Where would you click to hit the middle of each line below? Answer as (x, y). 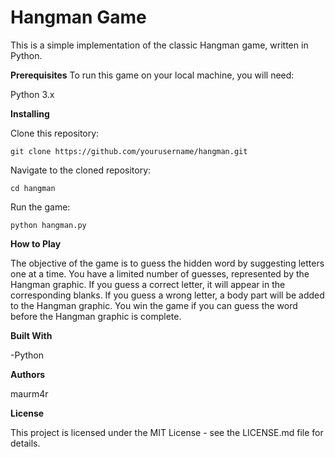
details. (25, 443)
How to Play (36, 243)
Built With (31, 335)
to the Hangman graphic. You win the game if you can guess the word (154, 305)
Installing (30, 113)
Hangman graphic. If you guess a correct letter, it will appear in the (148, 284)
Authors (28, 374)
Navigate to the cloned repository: (81, 170)
